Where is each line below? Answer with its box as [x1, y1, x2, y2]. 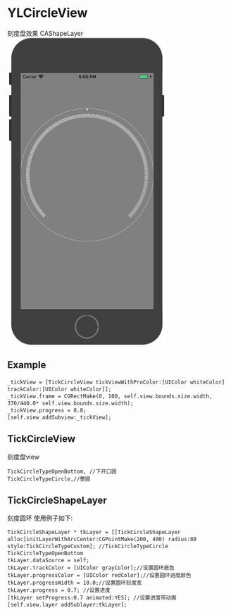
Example [7, 359, 46, 371]
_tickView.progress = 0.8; [7, 407, 87, 414]
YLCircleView [7, 5, 88, 21]
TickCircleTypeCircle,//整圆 [7, 475, 91, 483]
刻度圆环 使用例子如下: [7, 514, 73, 522]
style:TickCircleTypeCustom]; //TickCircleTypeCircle [7, 543, 169, 550]
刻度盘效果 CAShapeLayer [7, 29, 84, 37]
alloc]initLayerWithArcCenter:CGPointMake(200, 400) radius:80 [7, 536, 197, 543]
